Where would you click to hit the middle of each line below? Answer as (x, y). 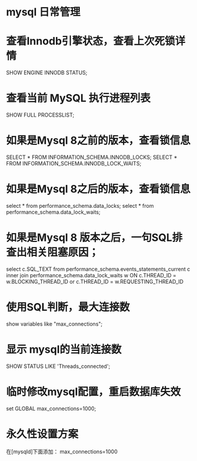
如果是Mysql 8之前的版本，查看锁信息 (98, 140)
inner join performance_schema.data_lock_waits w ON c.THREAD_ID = (91, 275)
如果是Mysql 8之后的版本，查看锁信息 (98, 189)
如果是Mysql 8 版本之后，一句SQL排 (94, 238)
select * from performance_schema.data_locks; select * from (80, 205)
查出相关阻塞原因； (53, 252)
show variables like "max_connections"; (54, 324)
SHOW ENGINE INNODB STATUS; (47, 73)
